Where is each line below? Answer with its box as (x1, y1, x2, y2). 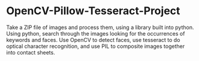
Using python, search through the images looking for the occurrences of (6, 30, 185, 37)
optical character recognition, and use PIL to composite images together (6, 43, 185, 50)
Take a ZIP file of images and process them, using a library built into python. (6, 24, 194, 31)
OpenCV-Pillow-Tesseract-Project (6, 4, 180, 18)
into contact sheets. (6, 49, 55, 56)
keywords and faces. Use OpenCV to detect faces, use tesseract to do (6, 36, 180, 43)
